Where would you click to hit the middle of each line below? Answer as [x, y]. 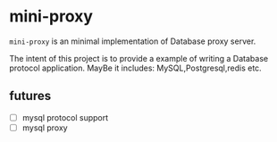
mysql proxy [45, 128]
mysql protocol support [65, 117]
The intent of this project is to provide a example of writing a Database [139, 58]
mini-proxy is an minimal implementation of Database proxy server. [133, 41]
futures [30, 96]
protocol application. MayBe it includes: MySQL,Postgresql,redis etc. [135, 68]
